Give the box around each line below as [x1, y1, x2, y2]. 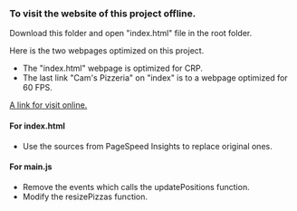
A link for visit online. [9, 100, 88, 110]
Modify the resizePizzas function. [22, 191, 148, 202]
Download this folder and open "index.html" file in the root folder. [9, 28, 253, 39]
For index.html [9, 120, 66, 131]
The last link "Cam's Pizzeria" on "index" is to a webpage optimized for [22, 72, 288, 83]
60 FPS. [22, 82, 53, 93]
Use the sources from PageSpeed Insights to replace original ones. [22, 140, 273, 151]
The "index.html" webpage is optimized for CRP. [22, 62, 204, 74]
